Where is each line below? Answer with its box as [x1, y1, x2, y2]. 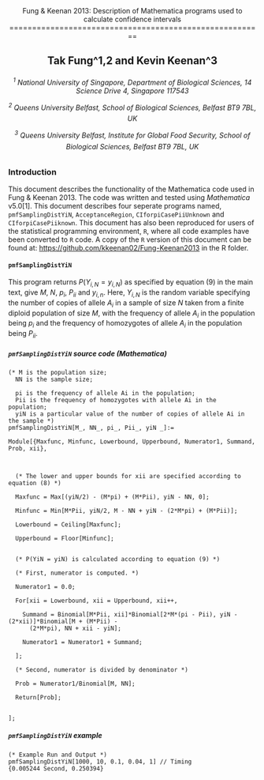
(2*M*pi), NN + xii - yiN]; [28, 624, 122, 632]
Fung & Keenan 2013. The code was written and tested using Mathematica [8, 192, 251, 202]
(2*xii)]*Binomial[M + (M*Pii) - [8, 617, 118, 625]
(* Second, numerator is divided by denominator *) [15, 665, 189, 673]
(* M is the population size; [8, 368, 108, 376]
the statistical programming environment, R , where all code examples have [8, 226, 250, 236]
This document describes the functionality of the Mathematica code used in [8, 184, 255, 194]
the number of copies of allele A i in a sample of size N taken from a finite [8, 298, 244, 309]
